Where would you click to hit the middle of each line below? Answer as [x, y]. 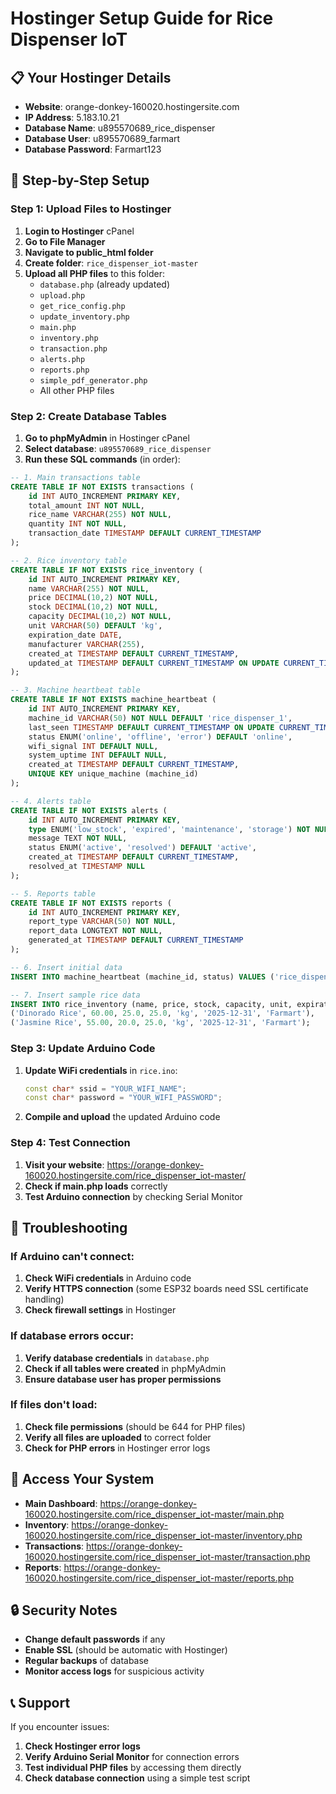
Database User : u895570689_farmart [102, 138]
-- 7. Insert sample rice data [75, 995]
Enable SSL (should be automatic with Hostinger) [126, 1650]
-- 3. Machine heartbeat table [75, 690]
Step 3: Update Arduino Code [83, 1049]
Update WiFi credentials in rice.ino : [101, 1070]
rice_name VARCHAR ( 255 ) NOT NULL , [100, 515]
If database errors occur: [72, 1336]
